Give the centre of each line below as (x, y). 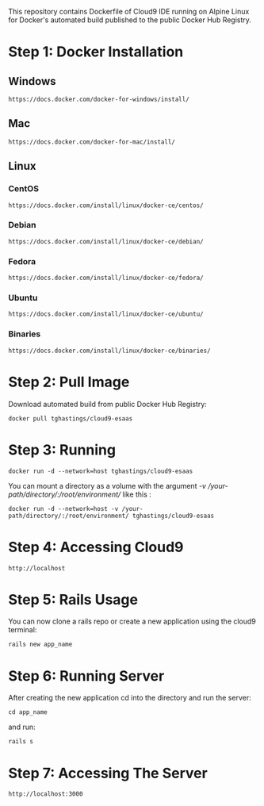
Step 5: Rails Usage (73, 599)
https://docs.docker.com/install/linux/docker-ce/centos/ (106, 205)
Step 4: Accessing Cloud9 (96, 547)
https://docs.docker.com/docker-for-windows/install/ (99, 99)
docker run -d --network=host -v (63, 509)
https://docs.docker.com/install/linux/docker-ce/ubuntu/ (106, 314)
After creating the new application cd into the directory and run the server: (130, 698)
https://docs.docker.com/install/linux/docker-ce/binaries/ (110, 351)
